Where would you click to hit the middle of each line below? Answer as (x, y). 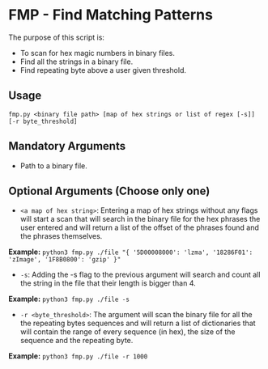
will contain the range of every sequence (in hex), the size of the (128, 332)
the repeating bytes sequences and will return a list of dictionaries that (138, 323)
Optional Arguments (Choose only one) (109, 191)
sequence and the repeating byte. (77, 341)
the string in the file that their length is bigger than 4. (108, 283)
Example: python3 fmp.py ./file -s (69, 299)
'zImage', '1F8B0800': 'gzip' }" (65, 260)
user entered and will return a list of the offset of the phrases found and (139, 227)
